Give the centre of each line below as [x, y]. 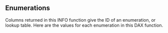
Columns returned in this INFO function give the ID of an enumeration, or [80, 20]
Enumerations [28, 8]
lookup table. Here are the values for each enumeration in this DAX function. [84, 25]
